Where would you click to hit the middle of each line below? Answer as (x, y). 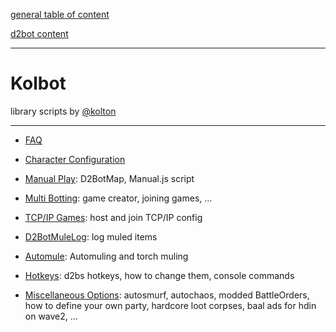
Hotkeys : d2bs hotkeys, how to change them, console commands (159, 275)
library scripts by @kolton (63, 111)
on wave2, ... (51, 316)
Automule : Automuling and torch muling (106, 256)
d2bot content (39, 33)
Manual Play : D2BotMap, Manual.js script (109, 178)
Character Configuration (75, 159)
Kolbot (38, 83)
